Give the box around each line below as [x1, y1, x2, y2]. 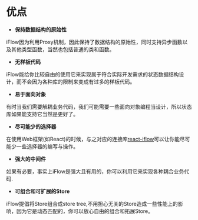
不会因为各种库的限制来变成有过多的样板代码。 [21, 78, 136, 85]
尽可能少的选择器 [14, 123, 57, 130]
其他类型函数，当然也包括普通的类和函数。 [11, 45, 115, 53]
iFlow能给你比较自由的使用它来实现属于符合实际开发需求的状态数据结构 [6, 71, 179, 78]
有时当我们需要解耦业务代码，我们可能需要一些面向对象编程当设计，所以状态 [6, 103, 192, 110]
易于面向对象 [14, 91, 46, 98]
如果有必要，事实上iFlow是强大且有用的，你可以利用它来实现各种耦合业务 [6, 168, 184, 175]
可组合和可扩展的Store [14, 188, 70, 195]
